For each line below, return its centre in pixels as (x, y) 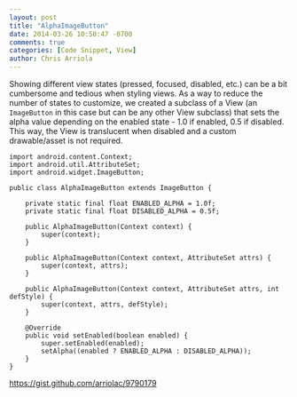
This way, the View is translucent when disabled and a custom (123, 131)
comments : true (37, 42)
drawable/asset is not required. (66, 140)
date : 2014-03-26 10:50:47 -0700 (71, 34)
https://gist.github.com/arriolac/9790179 (83, 383)
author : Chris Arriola (51, 59)
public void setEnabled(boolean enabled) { (107, 336)
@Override (43, 328)
